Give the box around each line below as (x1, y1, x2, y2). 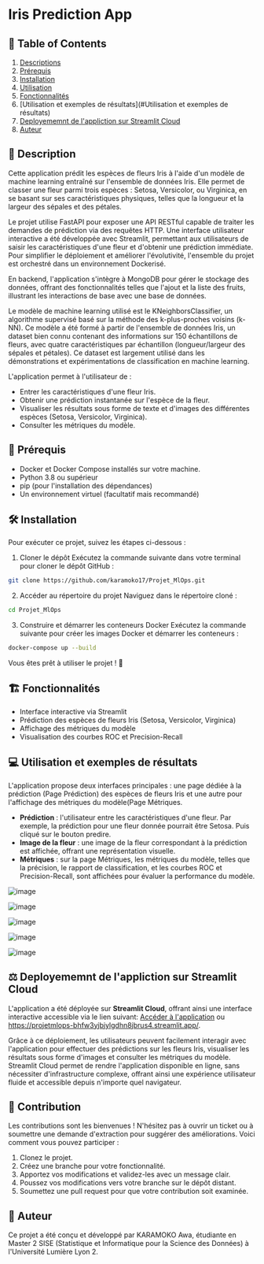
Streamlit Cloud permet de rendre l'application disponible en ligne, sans (8, 1061, 240, 1070)
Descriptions (19, 57, 61, 67)
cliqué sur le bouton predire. (19, 829, 112, 839)
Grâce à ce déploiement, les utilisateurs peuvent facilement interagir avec (8, 1036, 247, 1045)
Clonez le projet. (19, 1153, 73, 1162)
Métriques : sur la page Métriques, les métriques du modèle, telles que (19, 854, 250, 864)
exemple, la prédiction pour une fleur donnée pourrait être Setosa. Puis (19, 821, 250, 830)
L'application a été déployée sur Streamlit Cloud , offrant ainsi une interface (8, 1003, 253, 1013)
